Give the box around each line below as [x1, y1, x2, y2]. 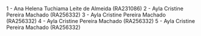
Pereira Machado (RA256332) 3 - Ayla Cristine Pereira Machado [6, 11, 166, 18]
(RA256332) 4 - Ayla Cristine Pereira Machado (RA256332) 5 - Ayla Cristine [6, 18, 195, 24]
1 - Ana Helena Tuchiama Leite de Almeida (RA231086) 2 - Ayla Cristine [6, 5, 184, 12]
